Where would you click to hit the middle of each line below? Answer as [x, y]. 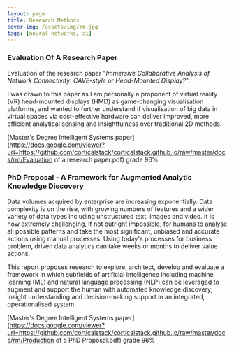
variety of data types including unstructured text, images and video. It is [111, 216]
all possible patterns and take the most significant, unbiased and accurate [114, 231]
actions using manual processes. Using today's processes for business [110, 238]
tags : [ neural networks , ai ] [50, 33]
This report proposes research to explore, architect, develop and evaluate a [116, 267]
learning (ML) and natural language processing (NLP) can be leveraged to [114, 282]
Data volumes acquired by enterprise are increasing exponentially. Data [110, 201]
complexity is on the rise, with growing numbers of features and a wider [111, 209]
